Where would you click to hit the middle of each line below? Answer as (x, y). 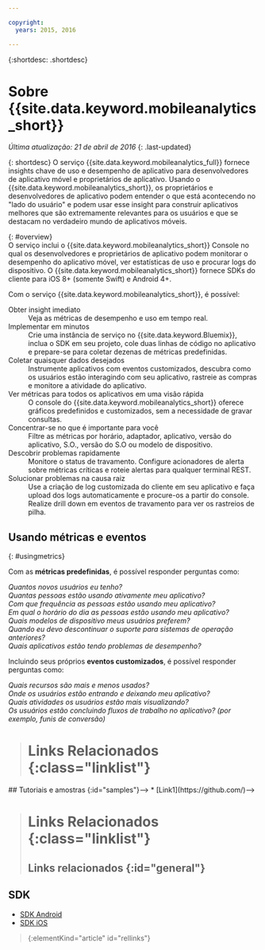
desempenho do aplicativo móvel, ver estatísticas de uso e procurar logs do (132, 262)
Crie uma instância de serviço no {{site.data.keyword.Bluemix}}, (133, 335)
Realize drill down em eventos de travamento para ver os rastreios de (142, 504)
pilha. (37, 512)
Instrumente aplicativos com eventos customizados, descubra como (140, 369)
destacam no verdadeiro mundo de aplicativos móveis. (98, 221)
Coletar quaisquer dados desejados (67, 360)
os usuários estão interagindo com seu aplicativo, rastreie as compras (143, 377)
